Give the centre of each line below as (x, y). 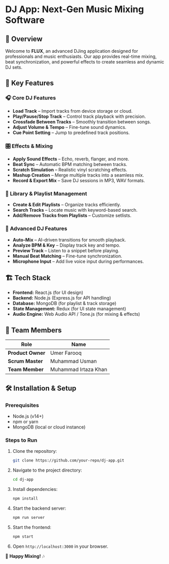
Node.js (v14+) (28, 416)
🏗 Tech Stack (28, 278)
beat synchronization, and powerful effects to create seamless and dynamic (85, 62)
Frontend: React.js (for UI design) (48, 292)
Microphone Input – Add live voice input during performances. (78, 261)
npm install (25, 499)
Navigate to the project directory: (47, 470)
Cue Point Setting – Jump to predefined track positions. (71, 132)
